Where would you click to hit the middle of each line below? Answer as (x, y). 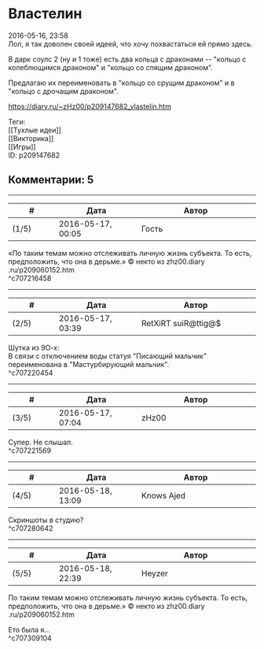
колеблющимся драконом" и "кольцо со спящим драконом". (111, 67)
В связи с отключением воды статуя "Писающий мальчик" (107, 356)
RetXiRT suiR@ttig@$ (181, 323)
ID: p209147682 (34, 155)
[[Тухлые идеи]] (35, 130)
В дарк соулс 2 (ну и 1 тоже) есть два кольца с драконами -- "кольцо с (127, 59)
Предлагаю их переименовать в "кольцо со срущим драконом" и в (121, 83)
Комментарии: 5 (51, 180)
